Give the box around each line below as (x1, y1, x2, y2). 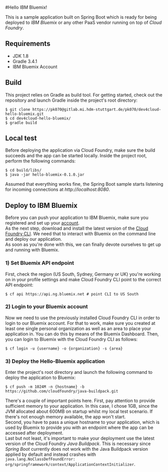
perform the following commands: (5, 158, 76, 164)
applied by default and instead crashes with (5, 451, 96, 457)
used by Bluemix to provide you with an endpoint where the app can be (5, 424, 154, 431)
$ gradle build (5, 120, 37, 125)
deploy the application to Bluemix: (5, 374, 76, 381)
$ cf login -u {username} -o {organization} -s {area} (5, 346, 123, 351)
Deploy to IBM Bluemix (5, 201, 78, 209)
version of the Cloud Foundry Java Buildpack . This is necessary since (5, 441, 151, 447)
